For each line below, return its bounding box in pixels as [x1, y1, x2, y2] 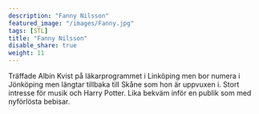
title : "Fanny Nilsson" [8, 34, 88, 43]
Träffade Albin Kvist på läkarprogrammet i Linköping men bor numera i [8, 71, 241, 80]
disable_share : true [8, 42, 78, 50]
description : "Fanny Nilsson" [8, 11, 110, 20]
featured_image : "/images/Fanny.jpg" [8, 19, 135, 27]
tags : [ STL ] [8, 26, 48, 35]
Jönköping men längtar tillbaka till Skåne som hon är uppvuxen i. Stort [8, 79, 240, 89]
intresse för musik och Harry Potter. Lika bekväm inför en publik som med [8, 88, 252, 97]
